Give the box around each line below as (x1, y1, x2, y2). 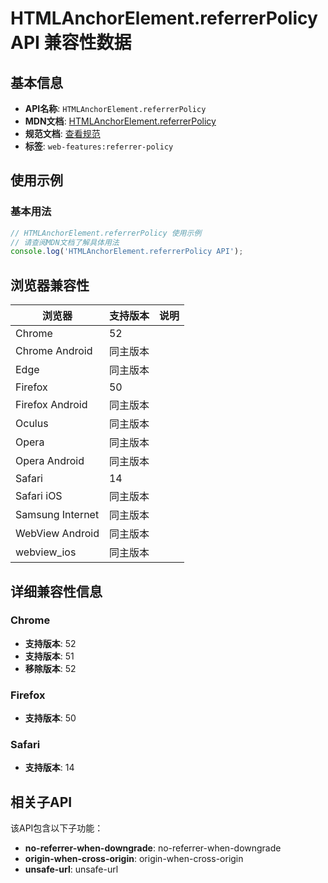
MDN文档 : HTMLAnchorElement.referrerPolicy (24, 115, 217, 127)
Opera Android (15, 454, 85, 468)
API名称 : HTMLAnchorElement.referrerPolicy (24, 103, 207, 114)
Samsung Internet (15, 508, 100, 522)
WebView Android (15, 527, 100, 541)
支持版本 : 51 (24, 650, 75, 662)
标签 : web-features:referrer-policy (24, 140, 174, 152)
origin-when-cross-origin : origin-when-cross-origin (24, 853, 244, 865)
